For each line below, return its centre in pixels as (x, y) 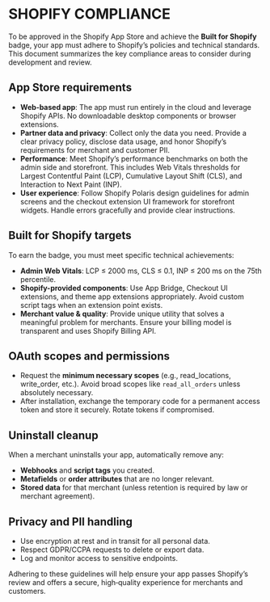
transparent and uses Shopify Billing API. (88, 330)
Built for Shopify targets (70, 236)
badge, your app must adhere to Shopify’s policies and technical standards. (134, 44)
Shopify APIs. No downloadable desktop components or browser (128, 116)
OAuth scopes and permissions (89, 356)
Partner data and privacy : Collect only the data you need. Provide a (133, 133)
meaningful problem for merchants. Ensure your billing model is (126, 322)
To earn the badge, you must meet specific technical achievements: (121, 255)
